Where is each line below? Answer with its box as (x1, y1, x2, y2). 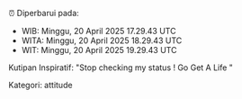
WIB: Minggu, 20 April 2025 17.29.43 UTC (21, 26, 176, 36)
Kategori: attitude (8, 80, 73, 90)
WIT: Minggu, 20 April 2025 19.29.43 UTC (21, 45, 177, 55)
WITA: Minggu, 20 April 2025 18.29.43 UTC (21, 35, 183, 46)
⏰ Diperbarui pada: (8, 8, 80, 18)
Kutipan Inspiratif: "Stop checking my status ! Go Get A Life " (8, 62, 233, 73)
